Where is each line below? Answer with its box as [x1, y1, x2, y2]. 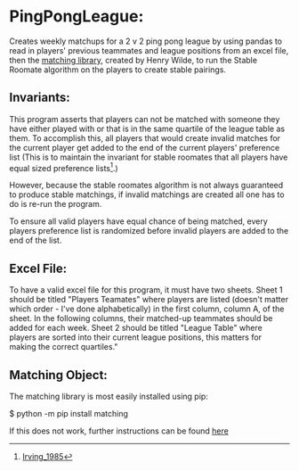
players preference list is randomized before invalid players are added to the [9, 226, 289, 236]
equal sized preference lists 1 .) [9, 161, 118, 173]
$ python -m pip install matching [9, 409, 129, 419]
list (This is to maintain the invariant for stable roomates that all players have [9, 152, 288, 162]
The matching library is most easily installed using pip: [9, 391, 209, 402]
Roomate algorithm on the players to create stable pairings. [9, 64, 227, 75]
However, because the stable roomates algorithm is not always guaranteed [9, 180, 284, 191]
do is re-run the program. [9, 199, 102, 210]
